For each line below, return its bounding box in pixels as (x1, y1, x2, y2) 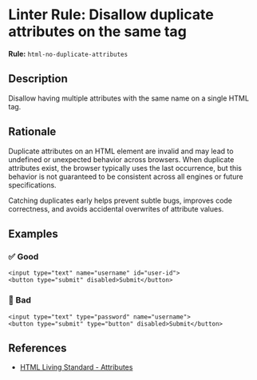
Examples (8, 227, 58, 240)
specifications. (8, 180, 57, 189)
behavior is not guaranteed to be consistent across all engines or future (8, 172, 243, 181)
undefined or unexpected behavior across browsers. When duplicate (8, 154, 235, 164)
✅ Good (8, 251, 39, 262)
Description (8, 72, 68, 85)
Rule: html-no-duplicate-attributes (8, 49, 128, 58)
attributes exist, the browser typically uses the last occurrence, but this (8, 163, 242, 172)
